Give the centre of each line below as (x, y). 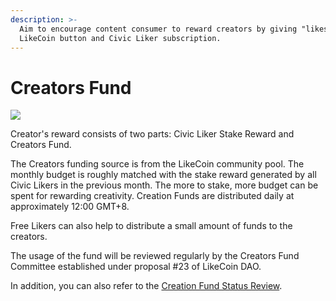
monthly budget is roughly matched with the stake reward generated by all (163, 175)
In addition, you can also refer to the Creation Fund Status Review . (146, 286)
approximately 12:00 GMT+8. (70, 207)
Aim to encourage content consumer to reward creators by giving (158, 29)
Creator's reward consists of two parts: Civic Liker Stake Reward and (152, 134)
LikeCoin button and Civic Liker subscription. (120, 38)
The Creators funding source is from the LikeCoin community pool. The (157, 164)
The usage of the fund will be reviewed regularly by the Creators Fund (155, 256)
